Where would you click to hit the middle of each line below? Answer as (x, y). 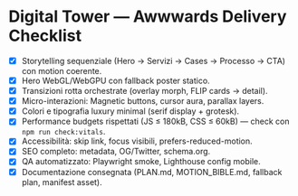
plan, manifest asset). (62, 182)
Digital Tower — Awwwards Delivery (148, 17)
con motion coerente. (62, 71)
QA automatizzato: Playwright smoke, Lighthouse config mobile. (141, 162)
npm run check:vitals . (63, 132)
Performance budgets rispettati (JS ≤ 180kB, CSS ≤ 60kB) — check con (155, 121)
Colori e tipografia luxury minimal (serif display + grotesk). (130, 111)
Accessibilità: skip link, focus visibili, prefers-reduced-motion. (137, 141)
